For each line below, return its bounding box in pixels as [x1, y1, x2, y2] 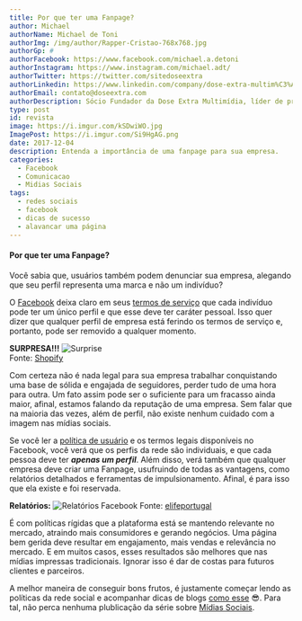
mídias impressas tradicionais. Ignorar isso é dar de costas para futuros [9, 555, 275, 566]
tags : [9, 189, 30, 198]
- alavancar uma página [17, 222, 106, 231]
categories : [9, 155, 54, 164]
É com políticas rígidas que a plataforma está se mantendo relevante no [9, 518, 275, 528]
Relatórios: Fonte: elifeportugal [9, 500, 212, 510]
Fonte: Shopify [9, 352, 64, 363]
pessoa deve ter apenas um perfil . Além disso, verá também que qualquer [9, 454, 287, 465]
